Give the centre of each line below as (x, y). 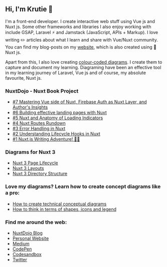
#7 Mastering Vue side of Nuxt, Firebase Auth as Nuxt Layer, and (79, 102)
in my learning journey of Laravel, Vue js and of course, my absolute (76, 73)
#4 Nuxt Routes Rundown (39, 123)
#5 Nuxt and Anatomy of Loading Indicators (58, 118)
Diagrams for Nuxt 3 (30, 152)
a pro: (13, 193)
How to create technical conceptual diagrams (59, 204)
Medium (21, 244)
